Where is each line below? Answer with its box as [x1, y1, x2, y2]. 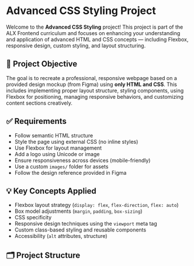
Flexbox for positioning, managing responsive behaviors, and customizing [6, 93, 184, 100]
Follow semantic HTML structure [14, 132, 93, 139]
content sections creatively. [6, 99, 73, 106]
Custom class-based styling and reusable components [14, 226, 147, 233]
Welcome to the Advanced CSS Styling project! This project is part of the [6, 23, 183, 30]
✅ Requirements [6, 116, 67, 126]
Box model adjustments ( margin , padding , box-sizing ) [14, 208, 143, 215]
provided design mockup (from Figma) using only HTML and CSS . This [6, 81, 177, 88]
